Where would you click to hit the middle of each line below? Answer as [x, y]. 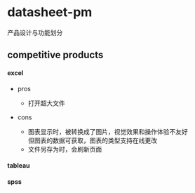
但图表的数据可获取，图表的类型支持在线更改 [93, 140]
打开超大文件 [46, 103]
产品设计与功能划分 [35, 32]
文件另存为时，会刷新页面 [65, 149]
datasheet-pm [50, 12]
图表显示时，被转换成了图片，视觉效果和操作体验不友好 [108, 131]
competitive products [55, 55]
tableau [19, 166]
